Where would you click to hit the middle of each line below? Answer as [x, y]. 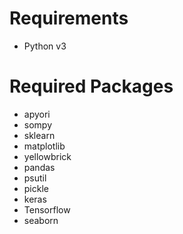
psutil [35, 178]
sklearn [39, 135]
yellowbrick [47, 156]
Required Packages [91, 86]
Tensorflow [47, 209]
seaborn [41, 220]
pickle [36, 188]
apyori [37, 114]
